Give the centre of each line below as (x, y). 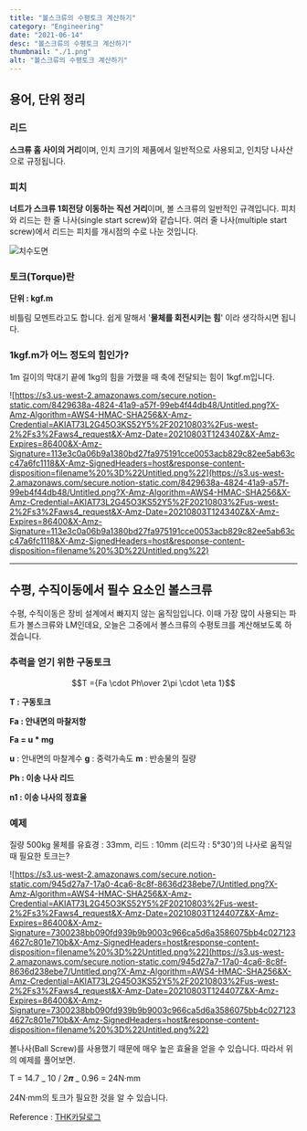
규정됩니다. (46, 161)
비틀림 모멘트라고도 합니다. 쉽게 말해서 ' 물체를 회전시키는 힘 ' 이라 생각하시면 (144, 318)
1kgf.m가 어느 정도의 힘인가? (69, 355)
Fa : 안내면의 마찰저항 (48, 721)
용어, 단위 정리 (48, 100)
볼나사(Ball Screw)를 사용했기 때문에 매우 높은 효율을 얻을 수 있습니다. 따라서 (147, 1048)
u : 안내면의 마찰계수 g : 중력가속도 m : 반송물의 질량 (103, 758)
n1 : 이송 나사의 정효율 (48, 797)
